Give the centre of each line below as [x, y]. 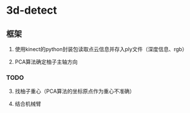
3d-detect [32, 10]
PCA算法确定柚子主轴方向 [46, 62]
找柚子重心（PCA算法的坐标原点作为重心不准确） [75, 91]
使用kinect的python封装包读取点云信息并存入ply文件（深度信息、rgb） [101, 49]
